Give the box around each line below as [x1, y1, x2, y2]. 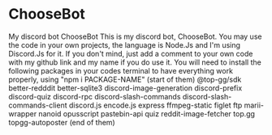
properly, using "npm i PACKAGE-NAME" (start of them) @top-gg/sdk [8, 74, 242, 84]
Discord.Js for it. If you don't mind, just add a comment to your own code [8, 49, 253, 58]
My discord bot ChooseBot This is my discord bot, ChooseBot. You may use [8, 32, 262, 41]
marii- [244, 100, 265, 110]
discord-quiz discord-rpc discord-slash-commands [8, 91, 181, 101]
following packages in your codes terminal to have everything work [8, 65, 234, 75]
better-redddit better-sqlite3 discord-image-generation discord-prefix [8, 82, 243, 93]
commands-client [8, 100, 67, 110]
